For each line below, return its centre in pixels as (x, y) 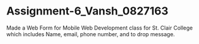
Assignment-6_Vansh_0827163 (87, 11)
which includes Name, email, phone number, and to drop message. (91, 34)
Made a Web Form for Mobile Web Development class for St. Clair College (99, 28)
